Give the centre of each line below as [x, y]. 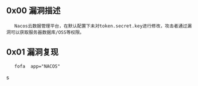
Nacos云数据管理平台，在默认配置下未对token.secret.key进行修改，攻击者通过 [101, 26]
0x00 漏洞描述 [33, 11]
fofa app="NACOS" [37, 66]
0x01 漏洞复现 [32, 52]
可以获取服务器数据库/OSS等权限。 [47, 32]
